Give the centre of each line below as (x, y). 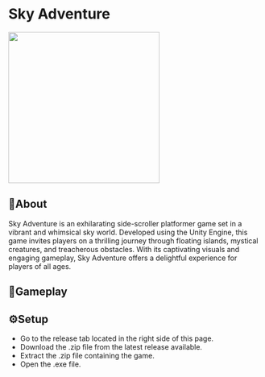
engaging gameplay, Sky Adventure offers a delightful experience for (123, 258)
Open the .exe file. (50, 364)
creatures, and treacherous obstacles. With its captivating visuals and (124, 249)
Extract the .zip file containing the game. (87, 355)
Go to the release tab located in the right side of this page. (117, 338)
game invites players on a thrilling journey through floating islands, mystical (133, 240)
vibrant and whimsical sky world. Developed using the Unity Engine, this (128, 232)
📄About (28, 204)
